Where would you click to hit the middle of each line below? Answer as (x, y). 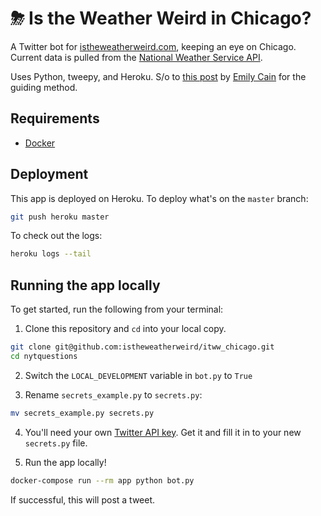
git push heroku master (60, 217)
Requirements (55, 118)
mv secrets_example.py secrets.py (82, 413)
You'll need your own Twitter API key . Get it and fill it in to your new (163, 432)
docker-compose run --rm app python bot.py (102, 480)
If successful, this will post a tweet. (83, 499)
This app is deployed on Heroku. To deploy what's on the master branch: (159, 198)
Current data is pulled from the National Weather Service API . (136, 57)
